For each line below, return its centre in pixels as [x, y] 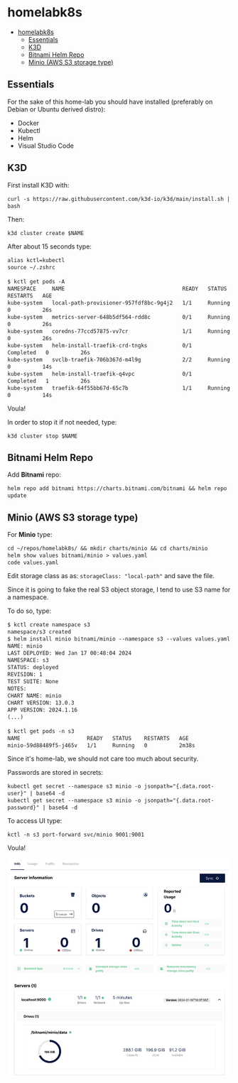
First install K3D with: [38, 185]
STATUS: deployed [33, 668]
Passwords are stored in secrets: [55, 773]
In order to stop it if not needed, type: [62, 422]
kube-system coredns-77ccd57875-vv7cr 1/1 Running [119, 331]
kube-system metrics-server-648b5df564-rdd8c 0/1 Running [119, 317]
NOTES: [17, 689]
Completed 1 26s [49, 381]
